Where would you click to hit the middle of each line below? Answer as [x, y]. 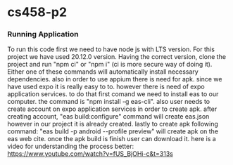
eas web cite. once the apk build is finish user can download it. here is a [112, 139]
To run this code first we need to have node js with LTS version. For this [111, 49]
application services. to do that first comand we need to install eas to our [113, 94]
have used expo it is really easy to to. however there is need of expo [106, 87]
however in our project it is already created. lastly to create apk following [113, 124]
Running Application [43, 34]
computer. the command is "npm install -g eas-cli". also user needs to [108, 102]
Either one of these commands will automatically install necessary [103, 72]
